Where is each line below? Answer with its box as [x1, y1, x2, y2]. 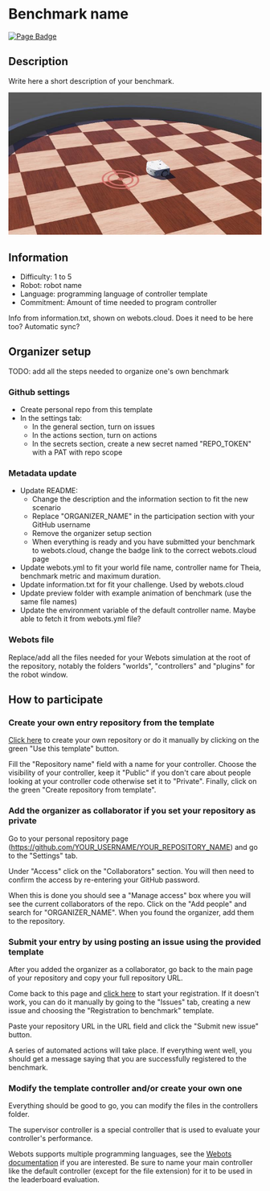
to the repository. [8, 916, 66, 925]
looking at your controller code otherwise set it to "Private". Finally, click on [8, 777, 257, 786]
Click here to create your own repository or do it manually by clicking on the [8, 736, 260, 745]
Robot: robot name [19, 281, 82, 291]
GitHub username [31, 520, 91, 530]
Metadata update [8, 468, 77, 479]
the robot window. [8, 670, 68, 679]
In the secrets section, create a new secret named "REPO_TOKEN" [31, 439, 252, 449]
